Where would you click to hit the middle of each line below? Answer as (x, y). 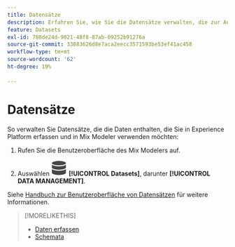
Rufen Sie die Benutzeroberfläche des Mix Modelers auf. (99, 150)
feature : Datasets (34, 29)
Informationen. (28, 202)
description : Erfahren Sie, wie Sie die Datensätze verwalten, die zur (114, 22)
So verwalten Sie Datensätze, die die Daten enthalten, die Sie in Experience (116, 129)
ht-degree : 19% (29, 67)
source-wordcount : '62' (42, 60)
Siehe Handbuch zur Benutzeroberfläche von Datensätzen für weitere (108, 194)
